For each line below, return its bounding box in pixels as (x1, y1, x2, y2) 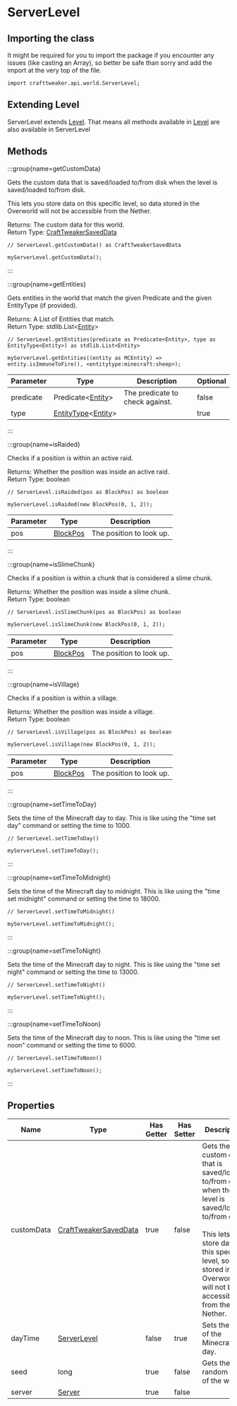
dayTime (11, 1333, 40, 1343)
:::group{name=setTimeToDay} (7, 800, 97, 808)
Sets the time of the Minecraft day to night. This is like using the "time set (7, 960, 221, 968)
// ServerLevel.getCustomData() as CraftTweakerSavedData (7, 241, 181, 248)
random (202, 1367, 228, 1377)
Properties (7, 1100, 55, 1112)
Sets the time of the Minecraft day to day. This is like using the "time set (7, 813, 217, 822)
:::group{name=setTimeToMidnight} (7, 873, 111, 882)
